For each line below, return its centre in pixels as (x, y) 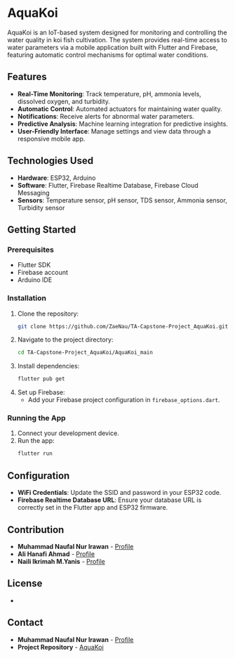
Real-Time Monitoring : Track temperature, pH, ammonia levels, (109, 93)
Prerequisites (31, 250)
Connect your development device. (68, 433)
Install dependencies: (48, 366)
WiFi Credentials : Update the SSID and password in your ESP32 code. (119, 493)
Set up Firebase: (41, 392)
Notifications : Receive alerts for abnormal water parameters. (106, 116)
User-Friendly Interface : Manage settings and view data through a (114, 131)
